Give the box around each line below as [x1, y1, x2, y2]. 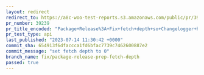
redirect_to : [5, 15, 39, 21]
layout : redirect [5, 8, 50, 15]
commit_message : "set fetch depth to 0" [5, 48, 110, 54]
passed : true [5, 59, 39, 65]
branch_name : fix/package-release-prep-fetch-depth [5, 54, 139, 60]
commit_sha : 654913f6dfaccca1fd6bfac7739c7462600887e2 [5, 43, 148, 49]
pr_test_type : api [5, 31, 52, 37]
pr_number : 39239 [5, 20, 50, 26]
